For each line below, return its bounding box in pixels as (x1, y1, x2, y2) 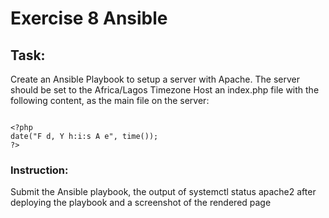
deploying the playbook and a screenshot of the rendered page (10, 197, 272, 209)
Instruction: (10, 163, 69, 177)
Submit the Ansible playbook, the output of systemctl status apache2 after (10, 186, 317, 198)
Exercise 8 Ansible (10, 7, 168, 30)
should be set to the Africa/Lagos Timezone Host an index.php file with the (10, 84, 320, 96)
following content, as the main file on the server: (10, 95, 210, 106)
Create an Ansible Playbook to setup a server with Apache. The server (10, 73, 300, 85)
